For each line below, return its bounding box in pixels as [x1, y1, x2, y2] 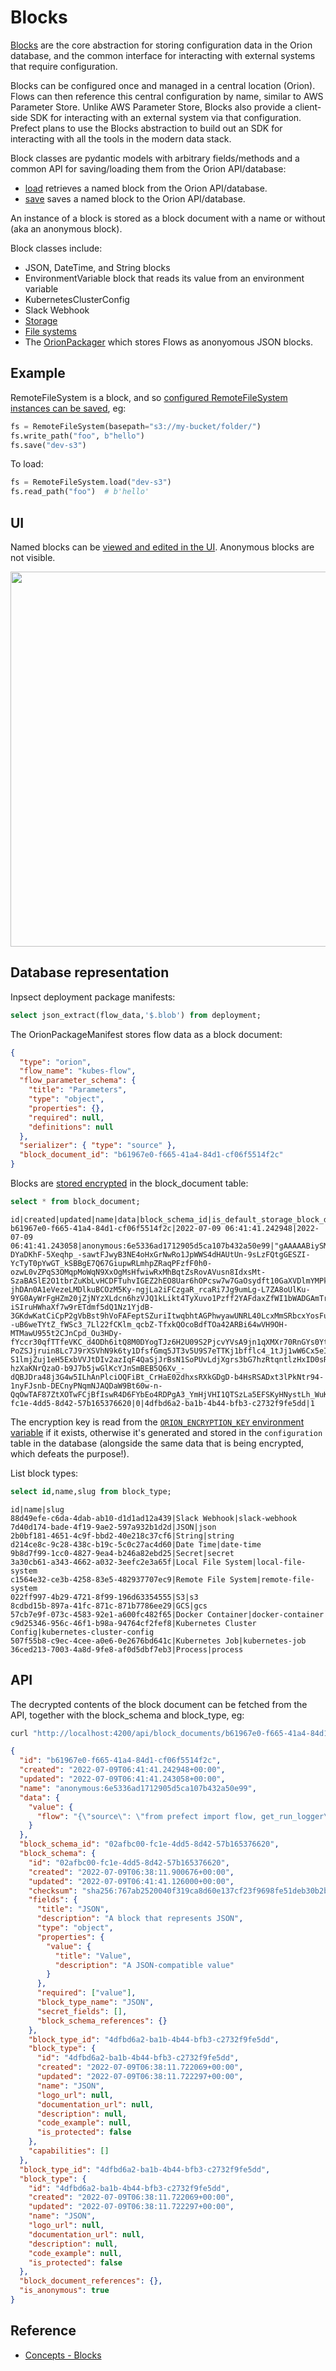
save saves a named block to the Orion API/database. [24, 192, 246, 205]
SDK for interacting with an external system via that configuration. [29, 111, 302, 123]
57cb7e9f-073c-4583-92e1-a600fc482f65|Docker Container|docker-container [10, 1609, 325, 1620]
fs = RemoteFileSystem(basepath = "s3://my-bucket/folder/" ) [10, 421, 262, 431]
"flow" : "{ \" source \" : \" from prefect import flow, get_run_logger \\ [36, 1811, 333, 1821]
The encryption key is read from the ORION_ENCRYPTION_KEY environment [10, 1416, 305, 1428]
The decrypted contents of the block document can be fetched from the [10, 1698, 308, 1710]
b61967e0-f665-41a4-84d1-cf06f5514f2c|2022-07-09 [10, 1223, 222, 1233]
